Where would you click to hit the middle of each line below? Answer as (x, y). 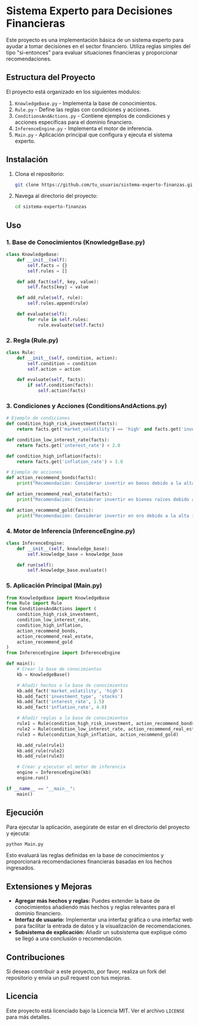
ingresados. (21, 868)
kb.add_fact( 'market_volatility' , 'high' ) (70, 691)
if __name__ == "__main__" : (41, 788)
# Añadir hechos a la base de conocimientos (73, 685)
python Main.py (25, 844)
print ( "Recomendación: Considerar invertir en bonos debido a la (99, 483)
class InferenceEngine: (36, 543)
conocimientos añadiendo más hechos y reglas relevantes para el (95, 907)
